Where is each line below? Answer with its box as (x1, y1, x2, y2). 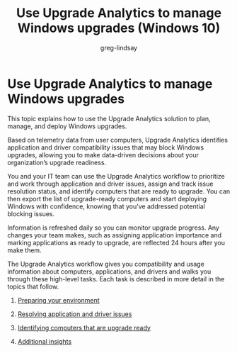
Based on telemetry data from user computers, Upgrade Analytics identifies (7, 135, 229, 144)
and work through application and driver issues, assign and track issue (7, 179, 214, 188)
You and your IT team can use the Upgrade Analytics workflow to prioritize (7, 172, 225, 180)
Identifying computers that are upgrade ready (17, 323, 151, 332)
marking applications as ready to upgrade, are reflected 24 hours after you (7, 238, 225, 247)
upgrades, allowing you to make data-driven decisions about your (7, 150, 200, 159)
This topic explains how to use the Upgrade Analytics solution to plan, (7, 114, 211, 123)
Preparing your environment (17, 296, 100, 304)
